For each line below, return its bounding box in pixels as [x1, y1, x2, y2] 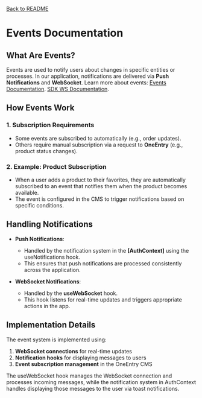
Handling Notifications [6, 220, 93, 230]
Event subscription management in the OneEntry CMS [14, 360, 153, 367]
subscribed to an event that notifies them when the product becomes [14, 182, 188, 189]
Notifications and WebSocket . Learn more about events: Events [6, 79, 167, 86]
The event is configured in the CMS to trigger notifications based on [14, 195, 185, 203]
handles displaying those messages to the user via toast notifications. [6, 385, 180, 392]
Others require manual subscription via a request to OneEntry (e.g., [14, 141, 183, 148]
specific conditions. [14, 201, 65, 209]
